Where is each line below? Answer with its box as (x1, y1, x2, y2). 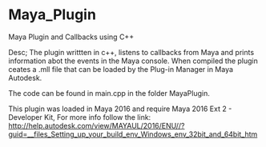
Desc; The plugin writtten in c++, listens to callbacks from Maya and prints (8, 47, 255, 57)
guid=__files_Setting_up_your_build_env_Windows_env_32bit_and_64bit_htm (8, 129, 258, 139)
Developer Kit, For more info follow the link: (8, 112, 151, 121)
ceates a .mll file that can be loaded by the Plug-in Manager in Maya (8, 64, 234, 73)
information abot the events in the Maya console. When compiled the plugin (8, 56, 259, 66)
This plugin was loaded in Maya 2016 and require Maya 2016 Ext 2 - (8, 104, 232, 113)
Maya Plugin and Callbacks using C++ (8, 32, 135, 42)
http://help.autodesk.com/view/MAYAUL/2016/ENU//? (8, 121, 185, 130)
